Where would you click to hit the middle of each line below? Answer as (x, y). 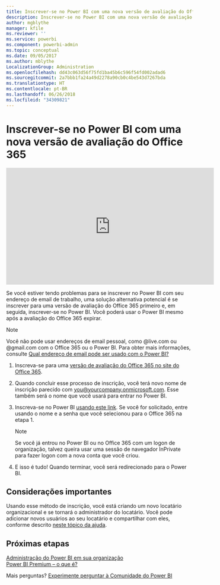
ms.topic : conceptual (33, 50)
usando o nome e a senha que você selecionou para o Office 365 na (98, 414)
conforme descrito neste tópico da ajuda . (57, 525)
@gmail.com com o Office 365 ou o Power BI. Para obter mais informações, (98, 347)
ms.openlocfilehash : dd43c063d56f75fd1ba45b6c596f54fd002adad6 (86, 72)
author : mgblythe (28, 23)
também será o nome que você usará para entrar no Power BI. (91, 396)
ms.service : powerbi (32, 39)
